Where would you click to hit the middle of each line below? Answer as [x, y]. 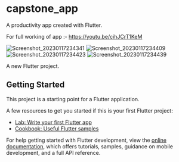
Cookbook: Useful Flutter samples [57, 128]
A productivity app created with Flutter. [54, 25]
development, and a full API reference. [53, 152]
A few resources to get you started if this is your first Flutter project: [89, 110]
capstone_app [42, 9]
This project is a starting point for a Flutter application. [73, 99]
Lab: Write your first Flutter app [53, 122]
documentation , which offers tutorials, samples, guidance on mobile [89, 146]
